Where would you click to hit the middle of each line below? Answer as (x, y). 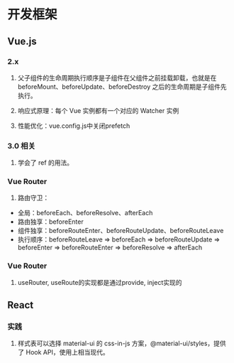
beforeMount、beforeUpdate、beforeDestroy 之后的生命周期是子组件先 (122, 87)
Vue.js (22, 41)
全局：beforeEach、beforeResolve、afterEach (85, 213)
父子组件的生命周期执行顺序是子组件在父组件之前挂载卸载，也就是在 (117, 77)
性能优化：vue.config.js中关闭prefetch (74, 126)
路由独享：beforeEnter (50, 222)
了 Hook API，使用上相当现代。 (63, 352)
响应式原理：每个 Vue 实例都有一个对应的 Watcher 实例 (98, 110)
